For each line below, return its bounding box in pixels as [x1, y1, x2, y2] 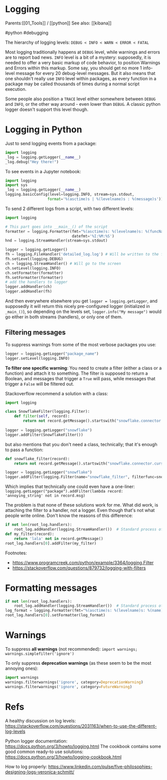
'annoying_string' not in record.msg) [5, 493, 85, 499]
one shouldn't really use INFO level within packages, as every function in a [5, 75, 157, 81]
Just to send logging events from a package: [5, 140, 97, 146]
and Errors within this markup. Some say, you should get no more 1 [5, 65, 142, 71]
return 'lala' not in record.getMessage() [14, 536, 103, 541]
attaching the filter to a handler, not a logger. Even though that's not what [5, 508, 155, 514]
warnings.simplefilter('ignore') [5, 651, 75, 656]
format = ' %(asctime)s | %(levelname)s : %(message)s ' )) [47, 197, 164, 202]
